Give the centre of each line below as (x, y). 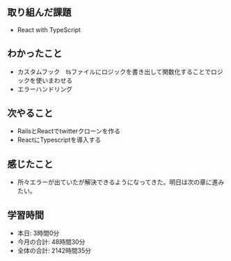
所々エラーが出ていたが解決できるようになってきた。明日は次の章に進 (118, 182)
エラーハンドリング (45, 89)
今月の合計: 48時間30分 (51, 242)
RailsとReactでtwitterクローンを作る (69, 131)
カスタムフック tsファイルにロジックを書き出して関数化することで (114, 71)
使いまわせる (54, 80)
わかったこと (35, 53)
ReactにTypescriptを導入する (59, 140)
